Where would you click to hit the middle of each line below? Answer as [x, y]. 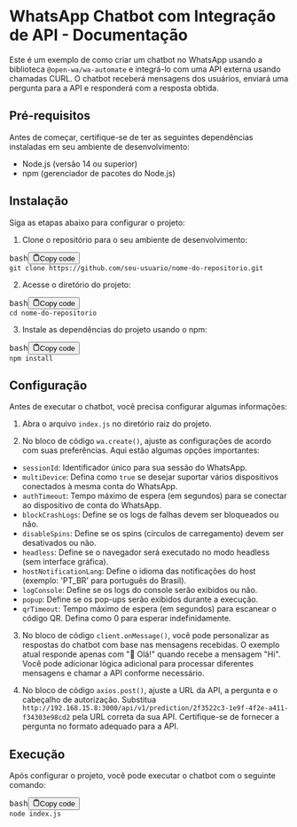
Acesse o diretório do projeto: [76, 285]
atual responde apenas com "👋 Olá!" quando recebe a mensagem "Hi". [151, 654]
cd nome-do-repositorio [53, 313]
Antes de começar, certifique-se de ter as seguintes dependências [131, 137]
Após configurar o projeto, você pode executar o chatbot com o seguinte [143, 776]
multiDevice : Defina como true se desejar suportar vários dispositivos [150, 477]
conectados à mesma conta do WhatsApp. [100, 487]
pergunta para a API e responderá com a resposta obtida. [114, 88]
